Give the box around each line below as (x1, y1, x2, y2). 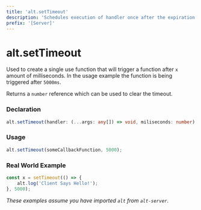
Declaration (6, 105, 41, 114)
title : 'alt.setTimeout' (6, 8, 69, 15)
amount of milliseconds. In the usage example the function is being (6, 72, 173, 79)
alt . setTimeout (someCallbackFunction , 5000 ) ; (6, 147, 122, 153)
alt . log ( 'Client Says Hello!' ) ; (17, 180, 98, 187)
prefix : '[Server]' (6, 20, 55, 26)
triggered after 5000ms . (6, 79, 61, 86)
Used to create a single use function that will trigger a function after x (6, 66, 179, 73)
